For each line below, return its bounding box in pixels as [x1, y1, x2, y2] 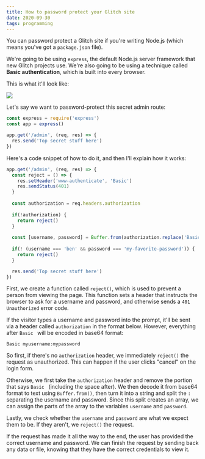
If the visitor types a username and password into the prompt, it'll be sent [6, 316, 191, 324]
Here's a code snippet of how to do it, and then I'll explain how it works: [6, 154, 187, 162]
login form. [6, 365, 34, 372]
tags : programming [6, 20, 53, 26]
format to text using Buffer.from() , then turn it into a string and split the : [6, 389, 191, 397]
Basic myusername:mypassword [6, 341, 81, 347]
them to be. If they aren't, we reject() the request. [6, 421, 134, 428]
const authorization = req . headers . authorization [12, 200, 140, 207]
